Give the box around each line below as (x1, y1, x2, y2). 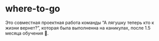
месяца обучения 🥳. (5, 30, 49, 36)
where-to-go (5, 3, 61, 14)
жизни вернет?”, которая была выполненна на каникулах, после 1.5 (5, 24, 151, 30)
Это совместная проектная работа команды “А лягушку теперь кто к (5, 19, 154, 25)
